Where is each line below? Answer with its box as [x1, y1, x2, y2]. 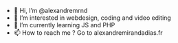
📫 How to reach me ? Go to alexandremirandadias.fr [13, 29, 163, 37]
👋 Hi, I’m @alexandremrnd [13, 7, 88, 14]
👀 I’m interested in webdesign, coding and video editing [13, 14, 172, 22]
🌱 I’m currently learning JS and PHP [13, 21, 115, 29]
